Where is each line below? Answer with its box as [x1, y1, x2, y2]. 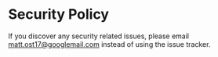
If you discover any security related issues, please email [8, 31, 190, 41]
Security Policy [8, 5, 110, 23]
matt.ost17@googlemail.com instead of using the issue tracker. [8, 39, 211, 48]
